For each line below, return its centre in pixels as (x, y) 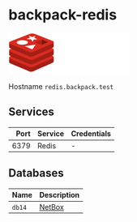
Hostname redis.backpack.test (61, 86)
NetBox (52, 207)
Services (32, 112)
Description (60, 195)
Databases (36, 173)
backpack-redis (63, 15)
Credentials (91, 134)
